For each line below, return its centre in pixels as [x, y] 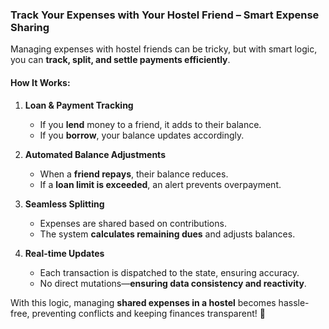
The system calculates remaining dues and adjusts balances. [167, 234]
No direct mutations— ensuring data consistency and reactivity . [173, 283]
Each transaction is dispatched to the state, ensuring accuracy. [169, 272]
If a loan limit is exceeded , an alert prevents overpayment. [160, 184]
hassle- [294, 302]
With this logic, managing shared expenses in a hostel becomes [143, 302]
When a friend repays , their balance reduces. [134, 174]
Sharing [30, 27]
